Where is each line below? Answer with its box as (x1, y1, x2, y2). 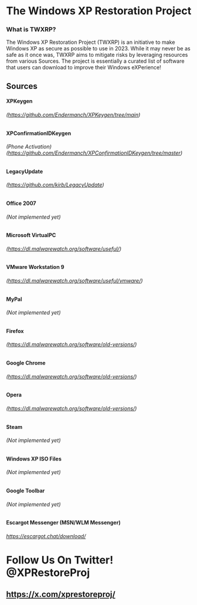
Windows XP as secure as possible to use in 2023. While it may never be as (6, 45, 190, 52)
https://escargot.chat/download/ (6, 532, 86, 540)
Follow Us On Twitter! (6, 553, 114, 566)
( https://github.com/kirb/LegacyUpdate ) (6, 181, 105, 188)
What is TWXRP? (6, 25, 56, 34)
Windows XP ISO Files (6, 455, 62, 462)
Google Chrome (6, 360, 46, 367)
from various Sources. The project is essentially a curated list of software (6, 57, 185, 65)
